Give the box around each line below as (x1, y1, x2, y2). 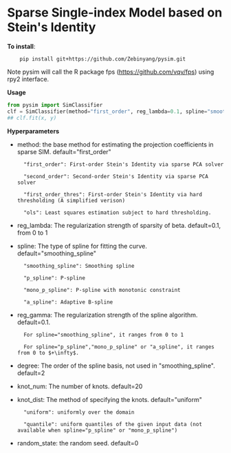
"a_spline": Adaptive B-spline (23, 298, 113, 306)
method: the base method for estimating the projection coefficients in (16, 140, 214, 149)
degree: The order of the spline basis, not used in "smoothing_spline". (16, 361, 215, 370)
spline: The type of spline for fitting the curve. (16, 242, 148, 250)
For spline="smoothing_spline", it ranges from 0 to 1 (23, 331, 184, 338)
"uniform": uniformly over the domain (23, 408, 135, 416)
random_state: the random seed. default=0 (16, 439, 139, 447)
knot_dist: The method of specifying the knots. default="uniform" (16, 395, 203, 403)
